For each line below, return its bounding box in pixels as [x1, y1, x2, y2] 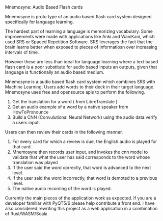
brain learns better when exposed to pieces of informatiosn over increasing [5, 44, 158, 50]
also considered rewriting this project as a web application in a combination [5, 206, 158, 211]
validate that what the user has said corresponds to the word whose [12, 154, 150, 160]
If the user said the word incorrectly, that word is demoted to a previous [12, 175, 157, 181]
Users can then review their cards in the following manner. [5, 129, 123, 135]
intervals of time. [5, 49, 39, 55]
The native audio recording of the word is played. [12, 186, 112, 191]
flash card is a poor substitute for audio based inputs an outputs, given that [5, 64, 157, 70]
